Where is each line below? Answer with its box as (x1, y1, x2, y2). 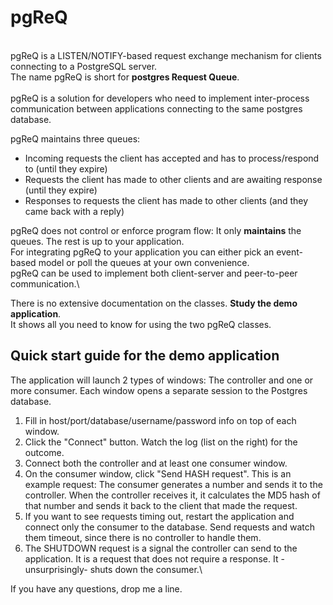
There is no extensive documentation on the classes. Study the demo (10, 297, 298, 309)
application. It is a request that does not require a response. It (24, 552, 279, 565)
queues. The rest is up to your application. (10, 235, 185, 247)
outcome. (24, 446, 65, 458)
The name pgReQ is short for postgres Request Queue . (10, 71, 240, 83)
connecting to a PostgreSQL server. (10, 60, 158, 72)
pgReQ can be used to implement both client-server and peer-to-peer (10, 267, 298, 279)
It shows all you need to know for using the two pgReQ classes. (10, 318, 272, 330)
